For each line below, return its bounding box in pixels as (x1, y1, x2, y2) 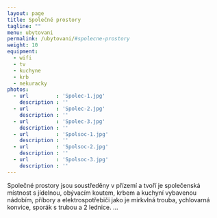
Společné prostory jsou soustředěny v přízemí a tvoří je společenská (7, 181, 201, 189)
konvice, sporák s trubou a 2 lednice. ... (7, 203, 118, 211)
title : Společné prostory (7, 16, 81, 23)
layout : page (7, 10, 44, 17)
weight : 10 (7, 42, 38, 49)
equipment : (7, 49, 38, 55)
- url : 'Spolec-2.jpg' (13, 105, 106, 112)
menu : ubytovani (7, 29, 53, 36)
